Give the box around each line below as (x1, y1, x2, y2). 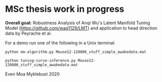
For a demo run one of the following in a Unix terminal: (5, 40, 116, 45)
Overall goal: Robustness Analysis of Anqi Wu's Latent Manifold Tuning (5, 20, 150, 26)
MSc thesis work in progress (5, 3, 125, 15)
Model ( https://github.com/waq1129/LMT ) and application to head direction (5, 25, 158, 31)
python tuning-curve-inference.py (5, 58, 76, 63)
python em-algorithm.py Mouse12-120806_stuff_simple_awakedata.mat (5, 49, 147, 54)
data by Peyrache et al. (5, 30, 52, 36)
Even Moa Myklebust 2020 (5, 71, 60, 77)
